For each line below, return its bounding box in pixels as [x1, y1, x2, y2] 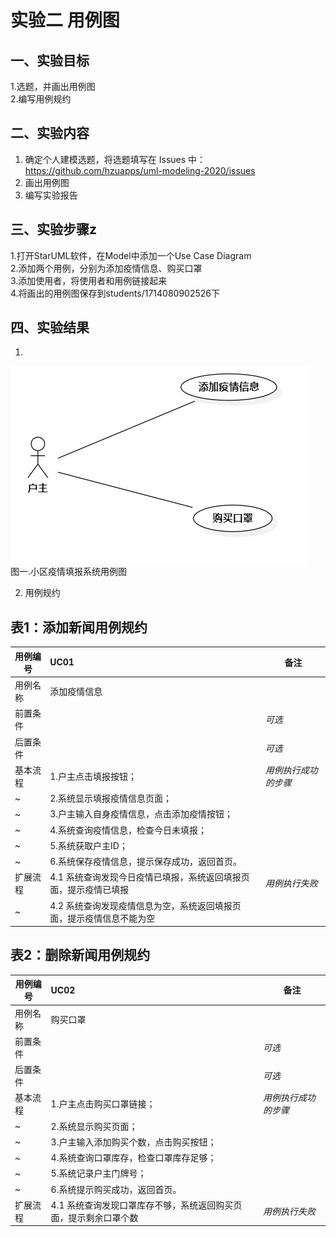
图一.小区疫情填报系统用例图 [10, 566, 128, 578]
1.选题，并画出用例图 [10, 81, 96, 92]
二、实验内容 [10, 125, 90, 142]
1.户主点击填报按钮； [49, 770, 138, 782]
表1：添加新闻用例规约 [10, 619, 148, 636]
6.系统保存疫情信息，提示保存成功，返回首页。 [49, 856, 243, 867]
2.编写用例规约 [10, 93, 72, 105]
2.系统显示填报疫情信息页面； [49, 792, 173, 804]
